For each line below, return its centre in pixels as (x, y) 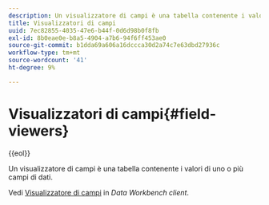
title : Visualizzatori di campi (62, 23)
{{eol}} (19, 153)
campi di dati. (31, 177)
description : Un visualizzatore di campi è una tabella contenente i (127, 16)
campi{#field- (169, 114)
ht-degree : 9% (32, 68)
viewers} (39, 130)
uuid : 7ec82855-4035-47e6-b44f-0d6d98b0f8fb (84, 30)
